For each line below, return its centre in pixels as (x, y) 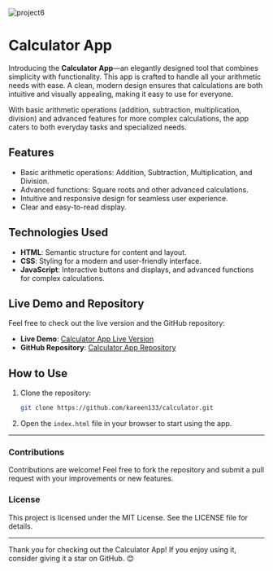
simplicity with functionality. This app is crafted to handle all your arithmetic (135, 77)
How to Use (38, 373)
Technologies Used (58, 233)
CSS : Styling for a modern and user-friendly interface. (110, 261)
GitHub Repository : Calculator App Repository (98, 348)
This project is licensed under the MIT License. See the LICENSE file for (128, 517)
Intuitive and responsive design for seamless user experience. (124, 198)
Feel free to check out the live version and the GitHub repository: (117, 323)
